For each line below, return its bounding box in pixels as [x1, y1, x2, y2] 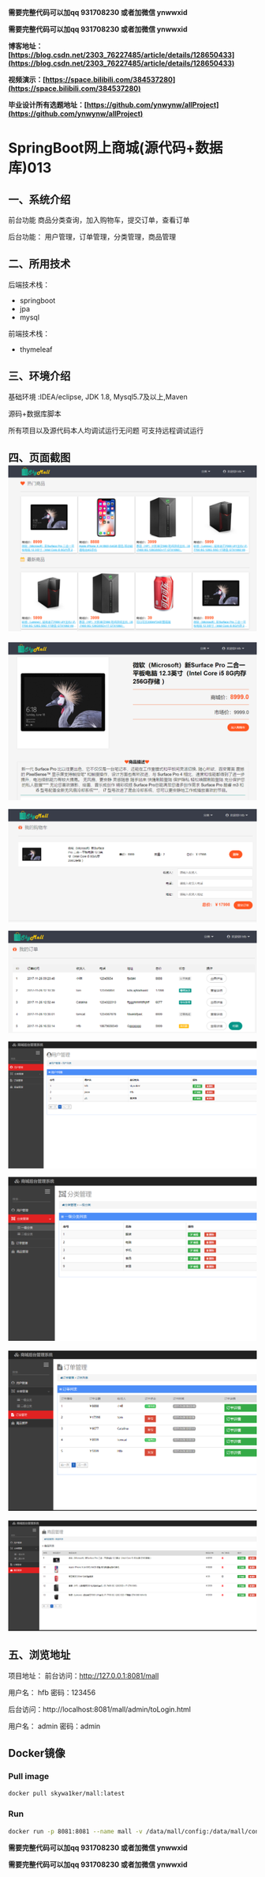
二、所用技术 [8, 257, 71, 271]
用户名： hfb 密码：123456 [8, 1687, 96, 1697]
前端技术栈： [8, 328, 50, 338]
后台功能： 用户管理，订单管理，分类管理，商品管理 [8, 232, 176, 241]
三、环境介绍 [8, 369, 71, 383]
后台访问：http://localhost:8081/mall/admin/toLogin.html [8, 1704, 192, 1714]
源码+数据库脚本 [8, 409, 62, 418]
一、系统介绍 [8, 193, 71, 206]
